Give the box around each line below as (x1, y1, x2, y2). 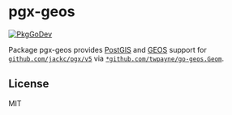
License (8, 77, 49, 91)
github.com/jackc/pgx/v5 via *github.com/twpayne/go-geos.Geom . (8, 53, 225, 63)
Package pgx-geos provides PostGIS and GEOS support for (8, 45, 207, 54)
